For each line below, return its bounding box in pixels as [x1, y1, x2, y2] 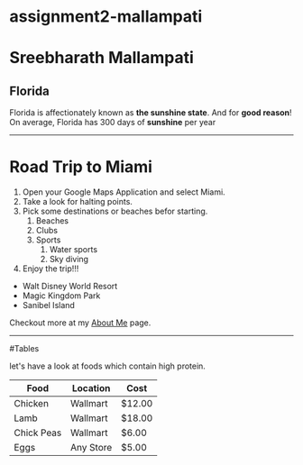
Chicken [14, 397, 50, 410]
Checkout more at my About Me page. [9, 317, 151, 328]
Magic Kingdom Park [22, 290, 101, 301]
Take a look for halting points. [22, 196, 133, 207]
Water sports [49, 244, 97, 255]
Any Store [70, 442, 113, 454]
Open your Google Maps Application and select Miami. [22, 187, 225, 197]
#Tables [9, 343, 40, 354]
